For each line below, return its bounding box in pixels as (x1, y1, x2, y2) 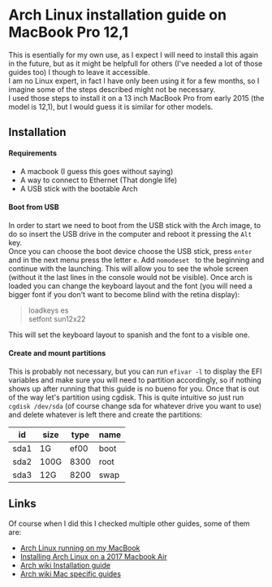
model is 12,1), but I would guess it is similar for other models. (8, 102, 214, 112)
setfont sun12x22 (28, 313, 86, 323)
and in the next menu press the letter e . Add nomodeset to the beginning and (8, 255, 265, 265)
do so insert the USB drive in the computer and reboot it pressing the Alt (8, 229, 253, 239)
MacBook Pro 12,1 (8, 23, 128, 42)
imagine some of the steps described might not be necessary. (8, 84, 216, 94)
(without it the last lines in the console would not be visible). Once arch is (8, 272, 253, 282)
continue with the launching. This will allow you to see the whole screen (8, 263, 249, 274)
